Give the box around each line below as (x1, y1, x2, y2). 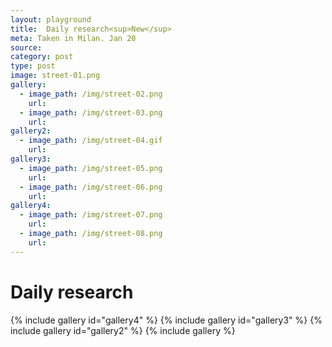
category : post (10, 52, 74, 62)
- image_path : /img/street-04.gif (19, 136, 163, 146)
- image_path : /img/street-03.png (19, 107, 163, 118)
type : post (10, 61, 56, 71)
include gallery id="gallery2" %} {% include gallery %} (10, 324, 236, 336)
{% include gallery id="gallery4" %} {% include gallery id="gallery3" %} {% (10, 314, 323, 326)
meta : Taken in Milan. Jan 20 (10, 33, 137, 43)
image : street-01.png (10, 71, 101, 81)
